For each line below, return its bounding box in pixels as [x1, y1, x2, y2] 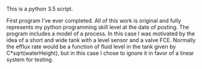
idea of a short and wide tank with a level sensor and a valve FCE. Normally [6, 37, 197, 43]
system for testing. [6, 56, 54, 63]
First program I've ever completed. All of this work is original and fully [6, 17, 181, 24]
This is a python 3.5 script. [6, 5, 73, 12]
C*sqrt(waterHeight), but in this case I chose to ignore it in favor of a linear [6, 49, 194, 57]
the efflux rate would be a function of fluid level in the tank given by [6, 43, 176, 50]
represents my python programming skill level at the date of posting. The [6, 24, 189, 31]
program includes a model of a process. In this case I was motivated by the [6, 30, 195, 37]
